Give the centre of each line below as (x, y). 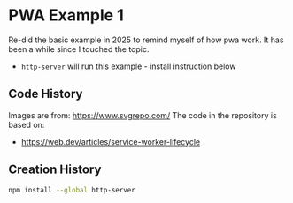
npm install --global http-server (72, 190)
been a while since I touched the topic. (79, 49)
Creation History (55, 170)
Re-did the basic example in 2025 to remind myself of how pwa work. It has (146, 40)
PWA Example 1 (66, 15)
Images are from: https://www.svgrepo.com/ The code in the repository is (143, 115)
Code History (46, 94)
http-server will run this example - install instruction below (128, 66)
